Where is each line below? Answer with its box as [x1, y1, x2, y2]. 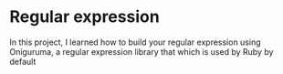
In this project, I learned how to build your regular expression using [9, 37, 262, 48]
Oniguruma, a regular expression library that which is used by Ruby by [9, 46, 274, 57]
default [9, 56, 37, 67]
